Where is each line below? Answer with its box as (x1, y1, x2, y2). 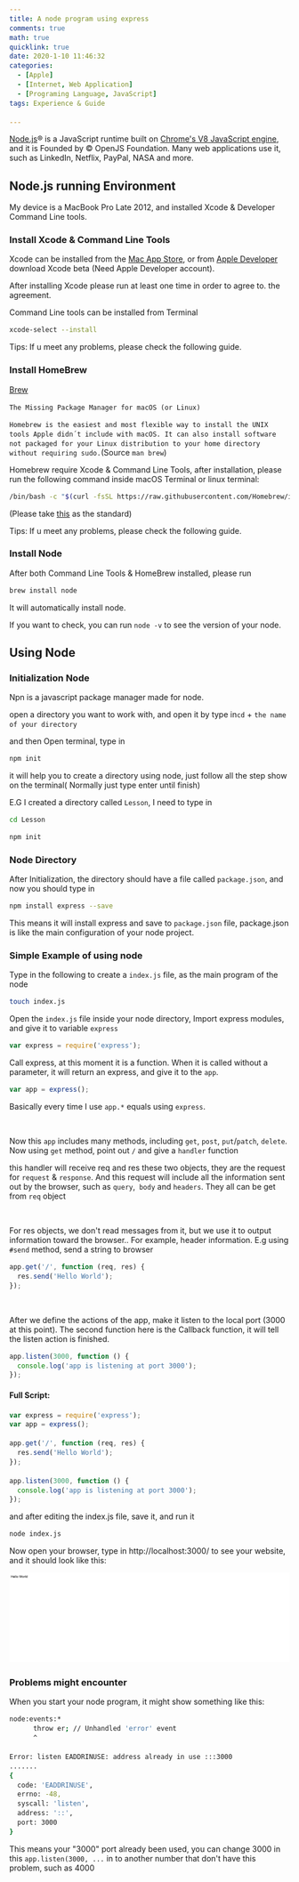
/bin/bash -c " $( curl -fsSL (9, 492, 114, 501)
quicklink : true (9, 43, 69, 52)
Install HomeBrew (9, 364, 87, 376)
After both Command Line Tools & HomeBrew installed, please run (9, 568, 252, 578)
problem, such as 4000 (9, 1862, 95, 1873)
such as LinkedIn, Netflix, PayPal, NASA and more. (9, 152, 194, 164)
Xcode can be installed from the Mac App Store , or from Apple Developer (9, 254, 279, 264)
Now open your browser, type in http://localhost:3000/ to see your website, (9, 1546, 287, 1556)
